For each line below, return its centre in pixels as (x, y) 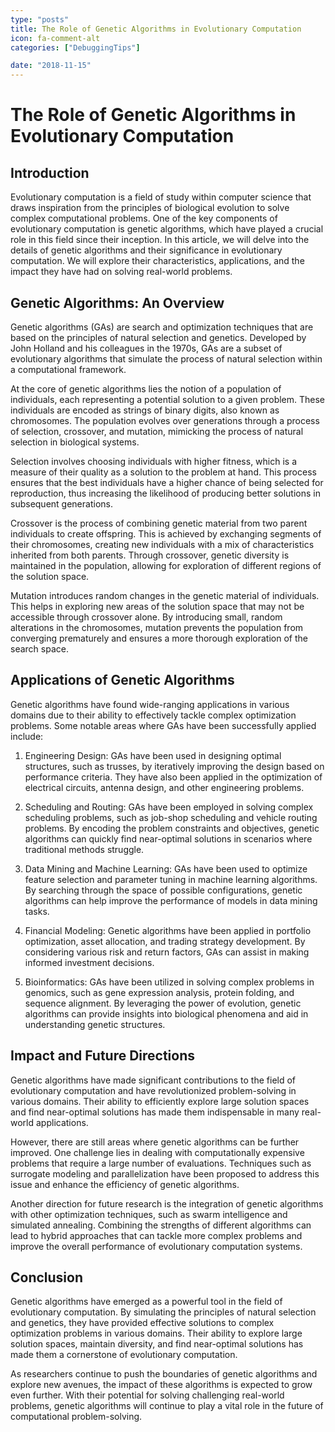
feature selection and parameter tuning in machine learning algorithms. (171, 879)
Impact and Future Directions (103, 1056)
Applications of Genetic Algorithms (122, 680)
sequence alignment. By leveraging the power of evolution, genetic (163, 1003)
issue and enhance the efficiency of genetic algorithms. (125, 1184)
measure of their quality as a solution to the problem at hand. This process (163, 472)
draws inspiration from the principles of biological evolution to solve (150, 208)
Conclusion (47, 1277)
